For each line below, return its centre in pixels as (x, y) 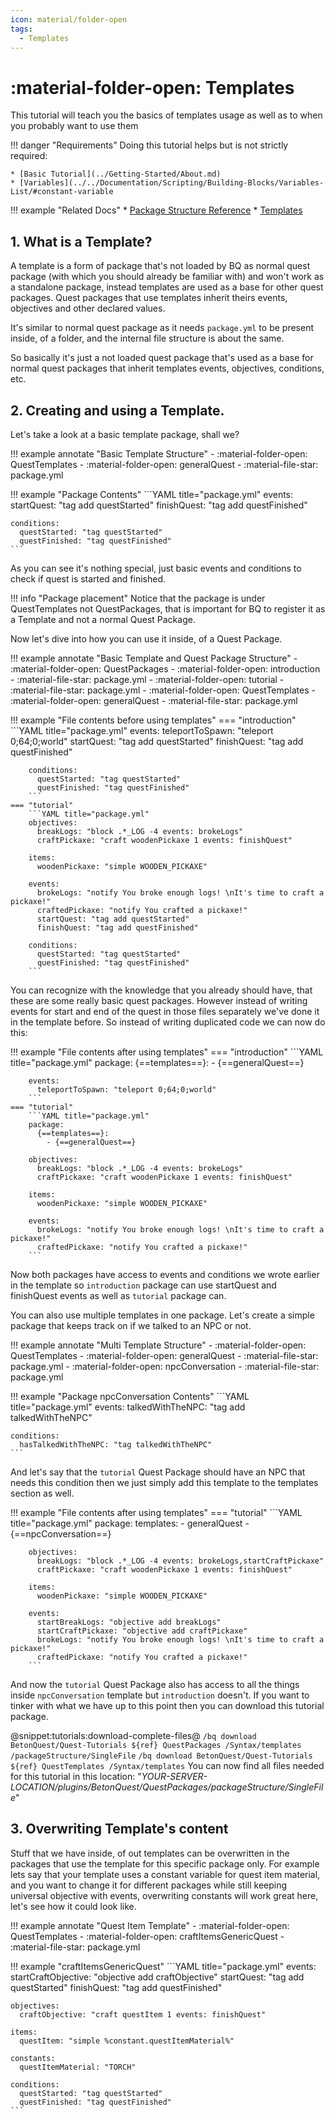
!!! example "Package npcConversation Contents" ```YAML (130, 1396)
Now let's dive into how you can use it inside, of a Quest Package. (146, 638)
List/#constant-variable (62, 192)
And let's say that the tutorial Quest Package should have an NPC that (158, 1472)
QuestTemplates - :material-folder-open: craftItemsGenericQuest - (147, 1936)
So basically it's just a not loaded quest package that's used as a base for (162, 358)
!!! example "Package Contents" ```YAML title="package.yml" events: (152, 494)
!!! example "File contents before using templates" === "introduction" (153, 720)
